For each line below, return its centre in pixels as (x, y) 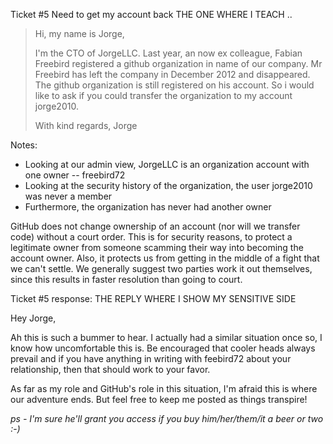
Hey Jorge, (33, 318)
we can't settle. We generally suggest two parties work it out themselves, (161, 268)
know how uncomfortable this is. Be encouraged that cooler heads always (163, 348)
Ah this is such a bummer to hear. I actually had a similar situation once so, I (166, 337)
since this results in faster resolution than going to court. (126, 279)
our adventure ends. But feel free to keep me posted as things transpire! (159, 399)
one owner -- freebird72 (75, 175)
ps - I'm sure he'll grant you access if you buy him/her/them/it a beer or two (167, 418)
